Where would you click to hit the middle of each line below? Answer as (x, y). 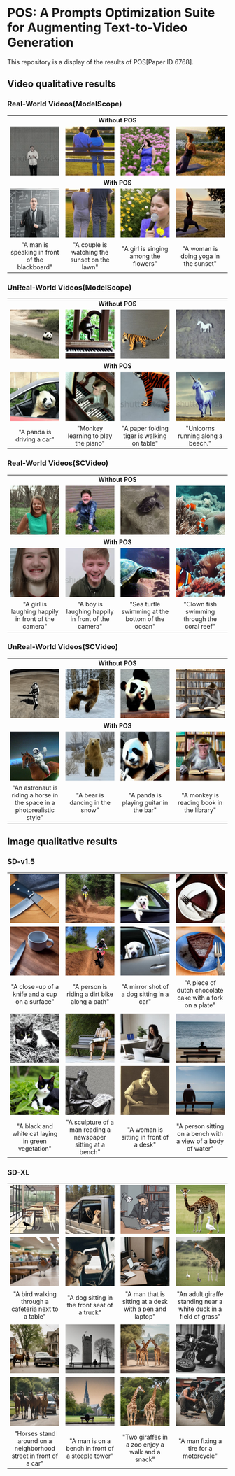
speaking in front (35, 253)
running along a (200, 436)
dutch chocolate (200, 991)
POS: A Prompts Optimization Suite (111, 13)
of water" (200, 1148)
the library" (200, 810)
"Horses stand (35, 1433)
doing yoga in (200, 256)
